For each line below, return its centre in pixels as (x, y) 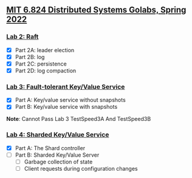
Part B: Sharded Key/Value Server (57, 155)
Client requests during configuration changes (81, 168)
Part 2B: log (30, 56)
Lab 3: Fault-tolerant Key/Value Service (66, 86)
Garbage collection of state (58, 162)
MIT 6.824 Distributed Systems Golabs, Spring (96, 10)
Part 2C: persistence (41, 64)
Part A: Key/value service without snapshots (70, 100)
